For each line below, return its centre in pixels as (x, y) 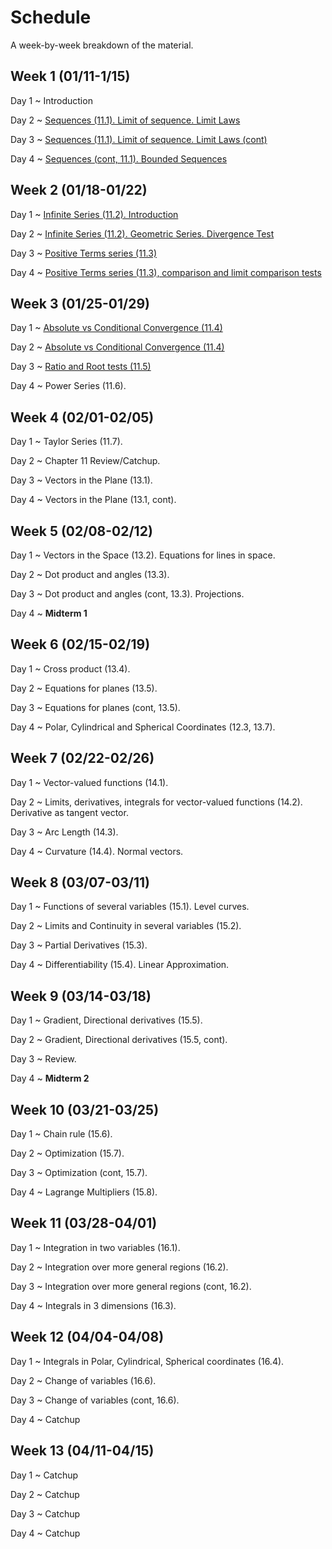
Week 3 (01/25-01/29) (80, 303)
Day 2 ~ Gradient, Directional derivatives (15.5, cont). (119, 1040)
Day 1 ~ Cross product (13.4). (70, 668)
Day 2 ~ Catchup (45, 1494)
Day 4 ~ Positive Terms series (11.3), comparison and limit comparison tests (166, 272)
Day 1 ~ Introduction (51, 100)
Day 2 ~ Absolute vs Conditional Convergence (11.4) (117, 347)
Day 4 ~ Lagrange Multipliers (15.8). (84, 1192)
